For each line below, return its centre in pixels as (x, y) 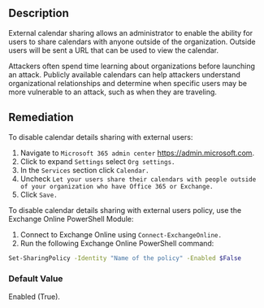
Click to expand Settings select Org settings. (97, 161)
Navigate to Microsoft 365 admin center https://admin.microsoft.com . (137, 153)
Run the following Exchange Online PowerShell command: (117, 243)
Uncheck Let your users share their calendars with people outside (138, 179)
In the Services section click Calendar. (84, 170)
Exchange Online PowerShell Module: (71, 219)
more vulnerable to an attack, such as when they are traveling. (113, 92)
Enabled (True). (35, 297)
